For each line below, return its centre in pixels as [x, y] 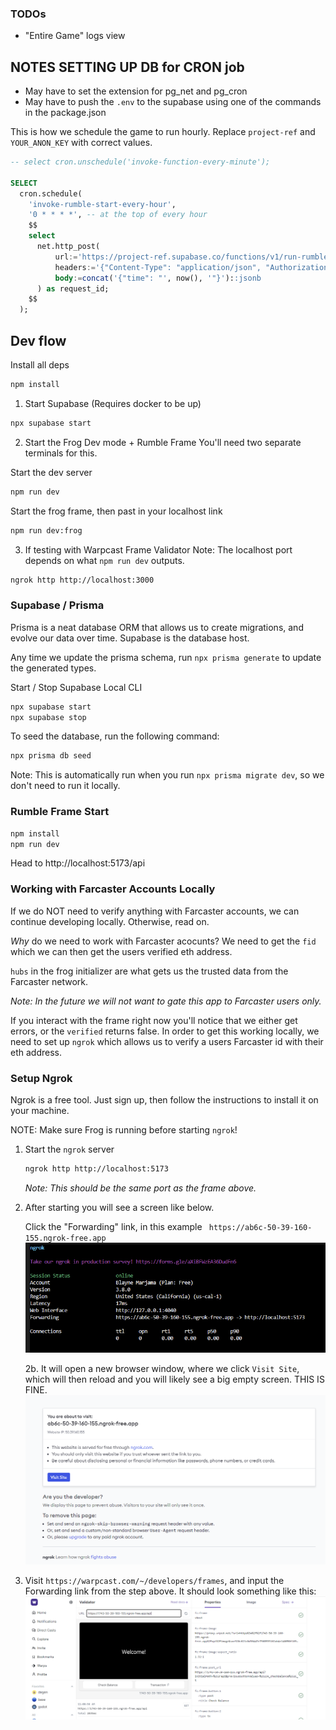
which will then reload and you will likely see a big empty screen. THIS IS [174, 1379]
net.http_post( [68, 247]
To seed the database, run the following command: [115, 736]
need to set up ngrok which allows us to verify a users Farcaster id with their [167, 1041]
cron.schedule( [51, 193]
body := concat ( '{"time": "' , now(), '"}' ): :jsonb [158, 278]
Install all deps [40, 365]
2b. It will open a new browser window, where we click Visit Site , [162, 1368]
